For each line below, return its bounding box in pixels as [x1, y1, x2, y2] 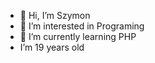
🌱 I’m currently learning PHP [19, 31, 137, 42]
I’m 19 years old [19, 41, 85, 53]
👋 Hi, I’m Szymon [19, 10, 91, 21]
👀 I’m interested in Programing [19, 20, 145, 32]
